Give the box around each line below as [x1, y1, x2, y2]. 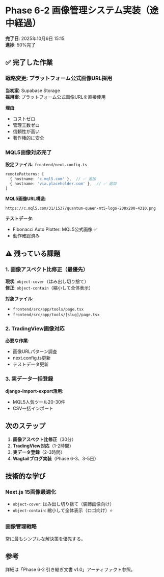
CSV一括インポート [12, 405, 53, 411]
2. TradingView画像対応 [5, 325, 65, 332]
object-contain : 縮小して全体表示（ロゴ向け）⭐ [12, 507, 113, 514]
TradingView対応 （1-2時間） [12, 442, 74, 449]
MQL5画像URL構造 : [5, 195, 46, 202]
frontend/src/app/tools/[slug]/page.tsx [12, 313, 100, 318]
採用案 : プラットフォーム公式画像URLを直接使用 [5, 94, 106, 100]
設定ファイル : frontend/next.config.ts [5, 161, 88, 167]
